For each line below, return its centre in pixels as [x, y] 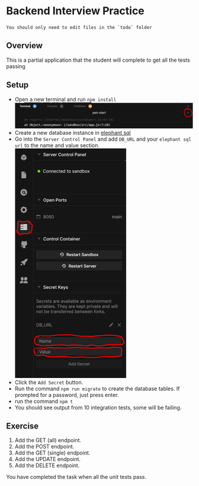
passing [16, 66]
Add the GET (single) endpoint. [52, 453]
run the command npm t [44, 401]
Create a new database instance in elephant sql [73, 132]
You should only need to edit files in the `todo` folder [79, 27]
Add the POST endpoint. [44, 447]
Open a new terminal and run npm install [65, 99]
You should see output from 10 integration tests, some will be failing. [98, 407]
